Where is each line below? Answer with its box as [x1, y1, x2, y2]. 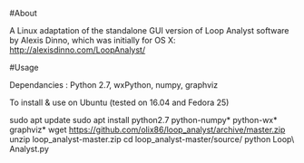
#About [9, 8, 38, 18]
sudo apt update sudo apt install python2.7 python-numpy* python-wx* [9, 115, 279, 125]
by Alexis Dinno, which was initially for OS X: [9, 35, 176, 45]
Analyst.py [9, 144, 50, 154]
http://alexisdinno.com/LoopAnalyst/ [9, 44, 146, 55]
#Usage [9, 62, 39, 72]
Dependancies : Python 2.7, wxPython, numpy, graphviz [9, 80, 219, 90]
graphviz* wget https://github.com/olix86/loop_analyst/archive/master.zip [9, 124, 286, 135]
